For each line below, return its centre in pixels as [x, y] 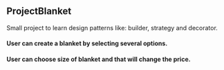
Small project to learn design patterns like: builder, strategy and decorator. [112, 27]
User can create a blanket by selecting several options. [87, 43]
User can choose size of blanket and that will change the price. [99, 59]
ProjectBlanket [39, 11]
